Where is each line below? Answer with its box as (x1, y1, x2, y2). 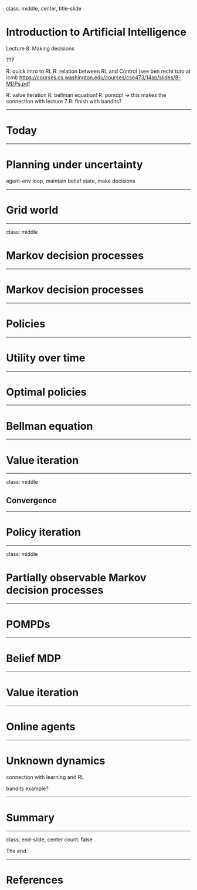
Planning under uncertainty (6, 158, 143, 171)
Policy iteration (6, 525, 81, 539)
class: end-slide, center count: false (6, 836, 93, 843)
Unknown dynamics (6, 754, 106, 767)
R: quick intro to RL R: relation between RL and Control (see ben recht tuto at (6, 68, 191, 75)
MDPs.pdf (6, 80, 30, 87)
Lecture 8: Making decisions (6, 45, 75, 52)
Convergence (6, 495, 57, 505)
